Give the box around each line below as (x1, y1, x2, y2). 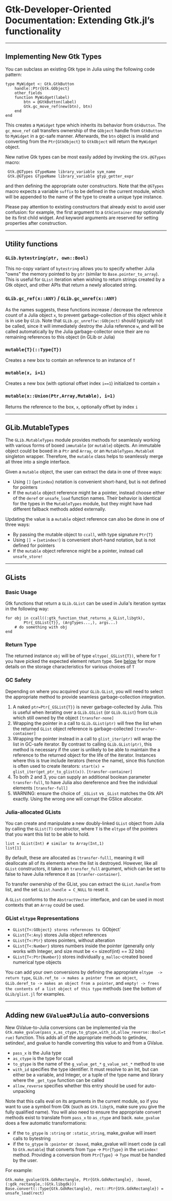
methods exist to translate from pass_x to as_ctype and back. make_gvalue (5, 1115, 160, 1121)
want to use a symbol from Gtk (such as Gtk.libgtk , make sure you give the (5, 1104, 165, 1110)
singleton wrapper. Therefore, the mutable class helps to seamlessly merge (5, 453, 163, 460)
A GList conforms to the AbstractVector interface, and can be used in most (5, 896, 164, 903)
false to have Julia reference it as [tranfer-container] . (5, 871, 121, 877)
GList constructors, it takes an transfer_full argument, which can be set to (5, 866, 165, 872)
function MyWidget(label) (14, 95, 70, 100)
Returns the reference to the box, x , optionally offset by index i (5, 403, 138, 410)
